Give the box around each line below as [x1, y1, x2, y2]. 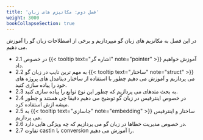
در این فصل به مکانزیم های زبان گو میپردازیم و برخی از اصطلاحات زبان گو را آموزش [6, 37, 197, 45]
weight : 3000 [6, 15, 40, 21]
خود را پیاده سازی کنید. [15, 81, 67, 89]
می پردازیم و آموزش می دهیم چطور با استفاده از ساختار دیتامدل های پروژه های [15, 75, 195, 83]
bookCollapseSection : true [6, 20, 75, 26]
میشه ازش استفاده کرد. [15, 101, 69, 108]
